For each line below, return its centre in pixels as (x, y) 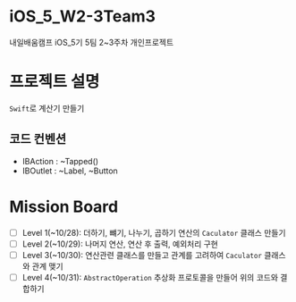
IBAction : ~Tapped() (60, 161)
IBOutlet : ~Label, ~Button (70, 171)
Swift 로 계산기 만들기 (47, 108)
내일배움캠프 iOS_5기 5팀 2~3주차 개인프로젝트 (92, 42)
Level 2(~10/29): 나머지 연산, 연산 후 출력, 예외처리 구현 (120, 244)
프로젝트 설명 (55, 82)
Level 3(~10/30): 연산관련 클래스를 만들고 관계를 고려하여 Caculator (142, 255)
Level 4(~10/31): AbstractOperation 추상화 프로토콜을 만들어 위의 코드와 (150, 277)
